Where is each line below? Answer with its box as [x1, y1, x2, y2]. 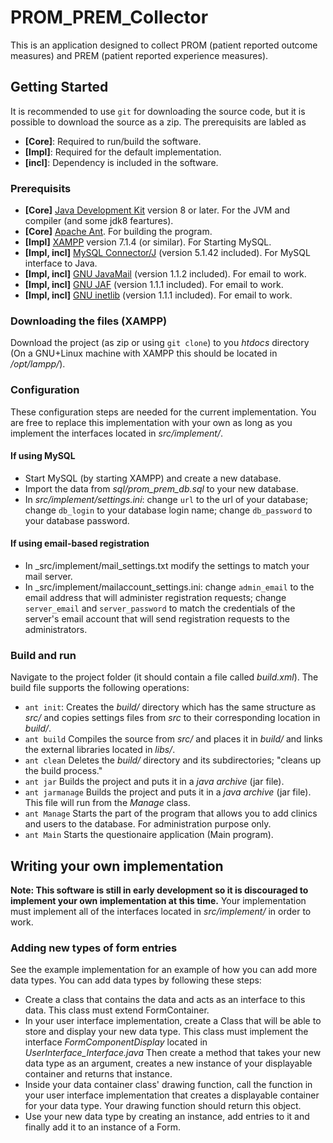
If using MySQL [10, 450, 76, 462]
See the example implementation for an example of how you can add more [10, 964, 318, 976]
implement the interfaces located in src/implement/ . [10, 427, 223, 439]
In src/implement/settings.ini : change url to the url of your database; [24, 493, 309, 505]
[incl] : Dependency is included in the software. [24, 156, 219, 168]
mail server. [24, 571, 73, 583]
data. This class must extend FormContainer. [24, 1004, 210, 1016]
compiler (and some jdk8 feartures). [24, 215, 174, 227]
